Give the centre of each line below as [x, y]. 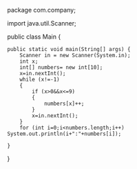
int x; [29, 61]
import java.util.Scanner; [42, 23]
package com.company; [41, 10]
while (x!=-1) [40, 79]
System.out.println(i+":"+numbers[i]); [64, 134]
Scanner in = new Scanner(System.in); [75, 55]
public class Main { [34, 37]
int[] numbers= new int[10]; [61, 68]
